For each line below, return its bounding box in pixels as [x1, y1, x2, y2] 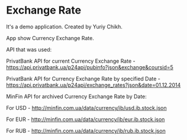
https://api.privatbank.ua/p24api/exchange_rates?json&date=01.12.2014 [6, 81, 181, 89]
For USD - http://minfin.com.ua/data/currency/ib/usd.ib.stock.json [6, 104, 167, 111]
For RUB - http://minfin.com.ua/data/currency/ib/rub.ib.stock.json [6, 127, 166, 134]
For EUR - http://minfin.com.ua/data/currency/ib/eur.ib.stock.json [6, 116, 165, 123]
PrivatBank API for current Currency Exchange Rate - [6, 57, 136, 64]
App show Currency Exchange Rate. [6, 34, 95, 41]
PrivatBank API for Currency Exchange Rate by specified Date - [6, 75, 161, 82]
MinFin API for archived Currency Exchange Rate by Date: [6, 93, 147, 100]
